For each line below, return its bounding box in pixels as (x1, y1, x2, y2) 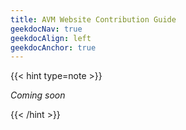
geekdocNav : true (10, 24, 83, 34)
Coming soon (10, 89, 66, 101)
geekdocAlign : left (10, 33, 92, 43)
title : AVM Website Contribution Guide (10, 14, 177, 25)
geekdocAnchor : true (10, 42, 97, 53)
